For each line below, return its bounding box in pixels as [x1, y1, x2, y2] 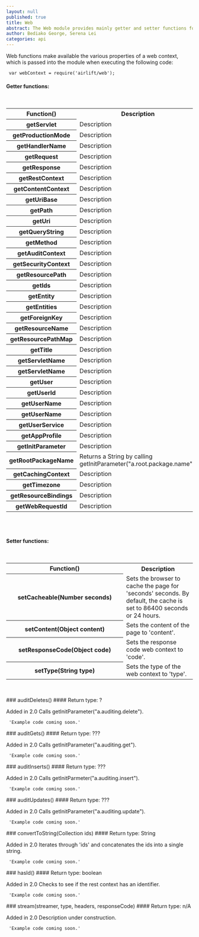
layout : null [6, 8, 38, 15]
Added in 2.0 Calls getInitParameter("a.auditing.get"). [6, 741, 137, 748]
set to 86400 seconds [126, 604, 188, 612]
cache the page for [126, 581, 179, 590]
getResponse [22, 163, 61, 172]
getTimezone [23, 481, 60, 489]
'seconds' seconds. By [126, 589, 190, 597]
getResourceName [14, 324, 69, 333]
